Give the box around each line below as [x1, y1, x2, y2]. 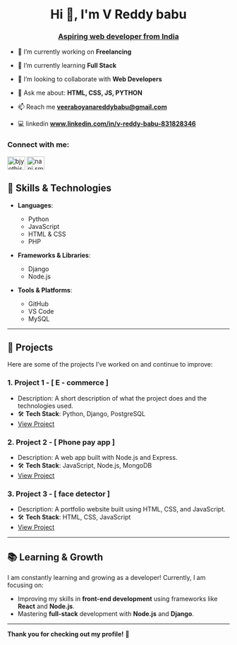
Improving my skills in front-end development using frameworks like [17, 595, 218, 603]
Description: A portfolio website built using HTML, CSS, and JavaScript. [17, 505, 226, 514]
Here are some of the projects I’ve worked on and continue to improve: [7, 360, 213, 369]
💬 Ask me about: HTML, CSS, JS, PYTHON [17, 88, 142, 97]
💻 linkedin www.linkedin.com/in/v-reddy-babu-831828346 [17, 119, 196, 128]
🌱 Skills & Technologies [7, 182, 111, 194]
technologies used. [17, 401, 74, 410]
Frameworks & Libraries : [17, 251, 91, 259]
